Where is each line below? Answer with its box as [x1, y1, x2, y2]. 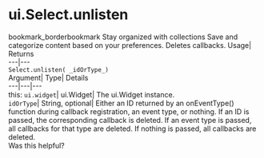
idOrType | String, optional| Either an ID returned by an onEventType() [8, 98, 234, 108]
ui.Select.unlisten [8, 6, 129, 24]
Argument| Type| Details [8, 73, 89, 82]
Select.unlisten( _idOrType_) [8, 65, 110, 73]
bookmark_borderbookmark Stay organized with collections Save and [8, 32, 238, 41]
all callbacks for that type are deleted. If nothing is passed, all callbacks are [8, 124, 257, 133]
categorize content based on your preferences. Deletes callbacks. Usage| [8, 40, 252, 49]
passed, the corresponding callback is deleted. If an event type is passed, [8, 115, 252, 124]
